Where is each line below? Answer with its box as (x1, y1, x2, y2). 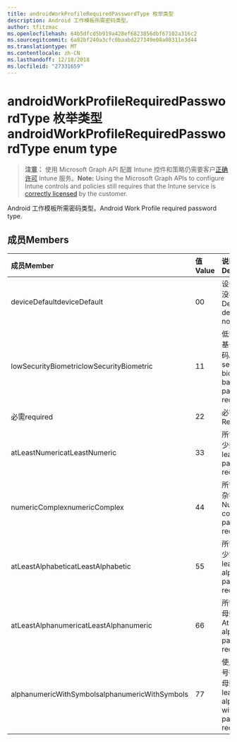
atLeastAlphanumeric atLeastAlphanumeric (11, 621, 153, 631)
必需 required (11, 412, 54, 422)
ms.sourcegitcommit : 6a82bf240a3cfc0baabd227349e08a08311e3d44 (7, 37, 197, 44)
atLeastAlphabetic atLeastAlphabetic (11, 561, 132, 571)
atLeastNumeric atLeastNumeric (11, 448, 117, 458)
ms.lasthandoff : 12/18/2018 (7, 56, 90, 63)
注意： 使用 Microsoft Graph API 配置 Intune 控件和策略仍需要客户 (24, 165, 217, 174)
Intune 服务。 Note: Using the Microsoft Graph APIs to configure (38, 174, 224, 182)
